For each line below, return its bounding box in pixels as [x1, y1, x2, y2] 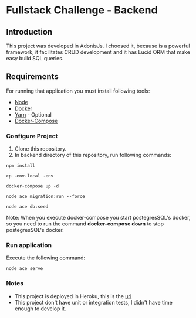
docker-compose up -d [6, 183, 59, 189]
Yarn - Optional [14, 111, 52, 118]
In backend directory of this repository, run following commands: [14, 152, 172, 159]
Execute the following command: [6, 254, 86, 261]
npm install [6, 163, 35, 169]
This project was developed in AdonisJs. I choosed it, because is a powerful [6, 42, 190, 49]
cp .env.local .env [6, 173, 54, 179]
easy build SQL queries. [6, 55, 64, 61]
